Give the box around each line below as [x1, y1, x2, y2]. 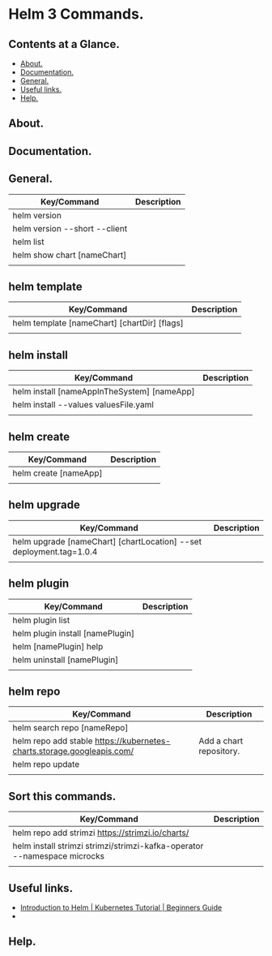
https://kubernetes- [94, 735, 172, 747]
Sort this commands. [8, 789, 117, 803]
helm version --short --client [12, 222, 128, 234]
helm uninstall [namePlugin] [12, 654, 119, 665]
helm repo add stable [12, 735, 93, 747]
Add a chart [198, 735, 244, 747]
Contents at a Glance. [8, 37, 120, 51]
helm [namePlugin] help [12, 640, 104, 652]
